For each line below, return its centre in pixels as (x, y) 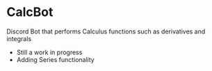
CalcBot (30, 12)
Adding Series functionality (55, 59)
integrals (19, 38)
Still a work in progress (49, 52)
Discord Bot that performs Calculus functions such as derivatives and (106, 31)
